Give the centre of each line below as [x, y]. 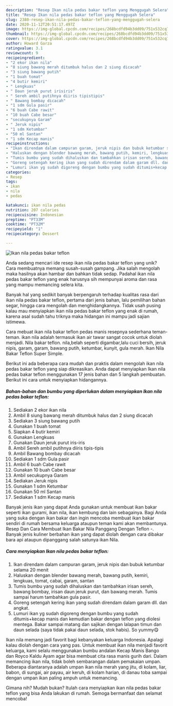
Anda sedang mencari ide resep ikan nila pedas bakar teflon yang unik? [81, 263]
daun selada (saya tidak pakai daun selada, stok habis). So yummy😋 [86, 630]
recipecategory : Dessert [32, 234]
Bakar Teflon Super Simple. [35, 353]
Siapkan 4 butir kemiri [36, 432]
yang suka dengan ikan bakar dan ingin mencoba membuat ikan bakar [80, 518]
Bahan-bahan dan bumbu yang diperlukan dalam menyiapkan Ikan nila [84, 391]
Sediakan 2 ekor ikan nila [40, 410]
